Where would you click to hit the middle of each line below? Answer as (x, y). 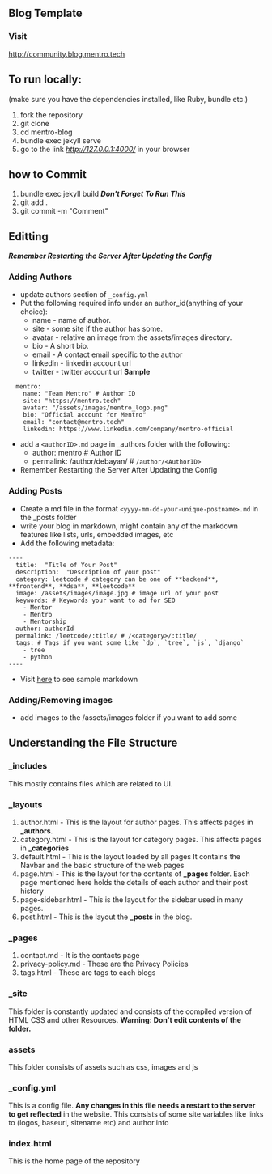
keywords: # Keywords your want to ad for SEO (96, 600)
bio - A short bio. (60, 346)
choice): (34, 312)
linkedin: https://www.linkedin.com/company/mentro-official (128, 429)
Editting (28, 237)
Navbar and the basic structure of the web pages (102, 865)
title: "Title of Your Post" (66, 565)
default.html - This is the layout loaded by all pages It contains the (130, 856)
